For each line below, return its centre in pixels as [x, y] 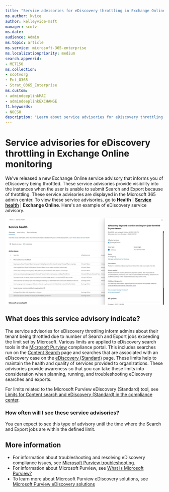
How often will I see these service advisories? [62, 413]
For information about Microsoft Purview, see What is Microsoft [78, 468]
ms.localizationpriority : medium [40, 53]
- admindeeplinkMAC [26, 96]
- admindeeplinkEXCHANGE [31, 101]
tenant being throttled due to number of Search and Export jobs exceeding [82, 336]
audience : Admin [22, 37]
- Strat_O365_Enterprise [31, 85]
